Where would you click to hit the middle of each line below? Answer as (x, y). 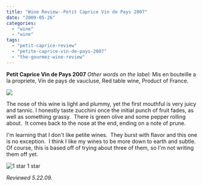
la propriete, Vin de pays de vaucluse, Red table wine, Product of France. (98, 81)
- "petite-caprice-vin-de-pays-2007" (59, 51)
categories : (21, 23)
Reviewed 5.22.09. (29, 178)
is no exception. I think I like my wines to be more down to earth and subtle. (101, 141)
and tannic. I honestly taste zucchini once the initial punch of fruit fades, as (100, 110)
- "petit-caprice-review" (45, 46)
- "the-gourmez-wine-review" (48, 57)
